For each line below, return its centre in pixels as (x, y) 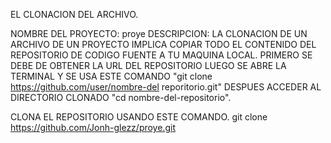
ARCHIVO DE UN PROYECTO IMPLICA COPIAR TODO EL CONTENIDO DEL (163, 44)
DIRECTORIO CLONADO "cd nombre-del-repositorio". (121, 97)
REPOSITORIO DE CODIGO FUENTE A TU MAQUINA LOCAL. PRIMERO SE (161, 55)
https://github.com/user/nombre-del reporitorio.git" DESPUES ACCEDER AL (166, 87)
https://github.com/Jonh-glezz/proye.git (93, 127)
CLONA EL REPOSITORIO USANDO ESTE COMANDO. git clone (139, 117)
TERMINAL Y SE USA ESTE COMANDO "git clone (111, 76)
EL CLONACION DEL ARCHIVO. (74, 14)
